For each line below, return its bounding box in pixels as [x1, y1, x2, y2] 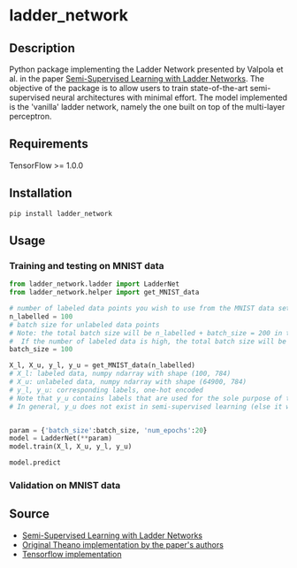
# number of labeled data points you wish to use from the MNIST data [9, 304, 275, 313]
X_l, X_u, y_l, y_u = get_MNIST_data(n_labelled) [9, 361, 196, 370]
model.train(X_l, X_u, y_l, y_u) [9, 442, 133, 451]
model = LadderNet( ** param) [9, 434, 113, 443]
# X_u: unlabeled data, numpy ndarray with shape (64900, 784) [9, 378, 247, 387]
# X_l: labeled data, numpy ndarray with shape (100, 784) [9, 369, 232, 379]
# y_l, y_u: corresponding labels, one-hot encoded [9, 386, 203, 395]
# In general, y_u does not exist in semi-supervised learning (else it [9, 402, 283, 411]
